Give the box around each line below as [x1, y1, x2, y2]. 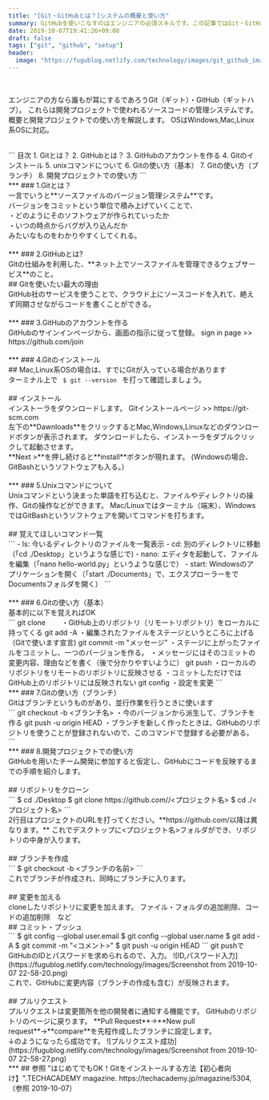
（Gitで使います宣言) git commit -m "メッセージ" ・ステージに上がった [8, 638, 240, 647]
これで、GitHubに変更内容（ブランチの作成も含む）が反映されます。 [8, 977, 234, 987]
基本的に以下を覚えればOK [8, 607, 96, 617]
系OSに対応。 [8, 125, 54, 135]
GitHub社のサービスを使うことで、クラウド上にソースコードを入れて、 [8, 289, 240, 299]
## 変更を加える [8, 892, 62, 901]
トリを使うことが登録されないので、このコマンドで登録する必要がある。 [14, 727, 254, 737]
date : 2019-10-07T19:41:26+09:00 [8, 26, 120, 34]
